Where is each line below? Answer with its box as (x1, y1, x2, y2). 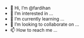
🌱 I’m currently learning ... (10, 16, 65, 22)
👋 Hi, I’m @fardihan (10, 5, 51, 11)
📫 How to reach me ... (10, 27, 58, 33)
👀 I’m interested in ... (10, 10, 53, 16)
